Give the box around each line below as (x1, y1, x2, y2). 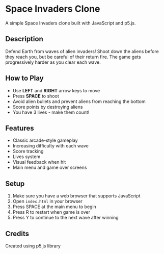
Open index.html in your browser (12, 198, 83, 205)
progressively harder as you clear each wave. (5, 59, 101, 65)
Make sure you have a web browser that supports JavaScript (12, 193, 141, 199)
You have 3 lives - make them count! (12, 109, 90, 115)
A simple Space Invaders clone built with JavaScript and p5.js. (5, 20, 136, 26)
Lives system (12, 154, 41, 160)
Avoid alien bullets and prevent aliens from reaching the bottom (12, 98, 146, 105)
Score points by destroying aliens (12, 104, 83, 110)
